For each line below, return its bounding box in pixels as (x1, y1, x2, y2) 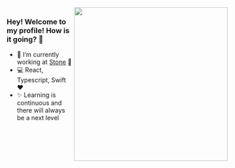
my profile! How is (6, 25, 70, 35)
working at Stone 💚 (16, 58, 72, 66)
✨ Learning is (16, 91, 57, 99)
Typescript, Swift (16, 76, 66, 84)
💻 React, (16, 66, 43, 75)
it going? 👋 (6, 34, 43, 44)
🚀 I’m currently (16, 51, 60, 59)
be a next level (16, 114, 60, 122)
